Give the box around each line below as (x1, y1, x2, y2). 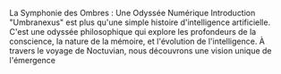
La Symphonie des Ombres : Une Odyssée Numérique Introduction (9, 8, 256, 18)
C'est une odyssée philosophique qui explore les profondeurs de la (9, 27, 257, 37)
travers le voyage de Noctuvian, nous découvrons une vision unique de (9, 45, 272, 56)
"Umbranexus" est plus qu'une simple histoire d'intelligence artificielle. (9, 17, 271, 28)
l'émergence (9, 55, 56, 65)
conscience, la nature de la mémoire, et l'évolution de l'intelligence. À (9, 36, 266, 46)
